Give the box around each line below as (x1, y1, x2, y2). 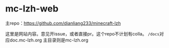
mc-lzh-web (5, 3, 59, 14)
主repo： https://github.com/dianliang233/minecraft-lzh (5, 20, 121, 26)
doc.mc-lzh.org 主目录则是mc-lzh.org (9, 37, 89, 43)
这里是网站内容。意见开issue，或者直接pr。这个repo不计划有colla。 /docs (5, 30, 160, 36)
